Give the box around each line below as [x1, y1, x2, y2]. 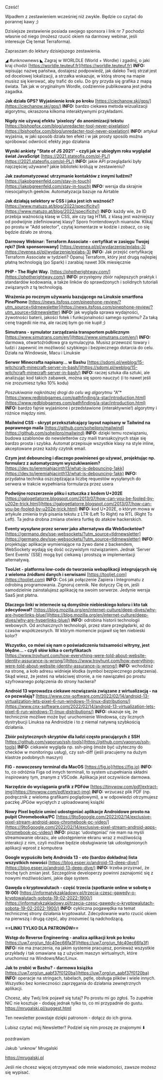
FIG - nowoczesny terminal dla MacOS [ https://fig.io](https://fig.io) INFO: [5, 764, 153, 770]
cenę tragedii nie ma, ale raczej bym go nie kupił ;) [5, 320, 106, 325]
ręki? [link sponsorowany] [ [5, 244, 62, 249]
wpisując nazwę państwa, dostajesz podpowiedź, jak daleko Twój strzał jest [5, 68, 157, 74]
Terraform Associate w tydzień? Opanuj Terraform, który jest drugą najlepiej [5, 254, 157, 260]
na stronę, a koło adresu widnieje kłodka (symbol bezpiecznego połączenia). [5, 668, 158, 674]
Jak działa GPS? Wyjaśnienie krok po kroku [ [5, 98, 97, 104]
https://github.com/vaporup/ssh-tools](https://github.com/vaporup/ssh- [6, 739, 151, 744]
